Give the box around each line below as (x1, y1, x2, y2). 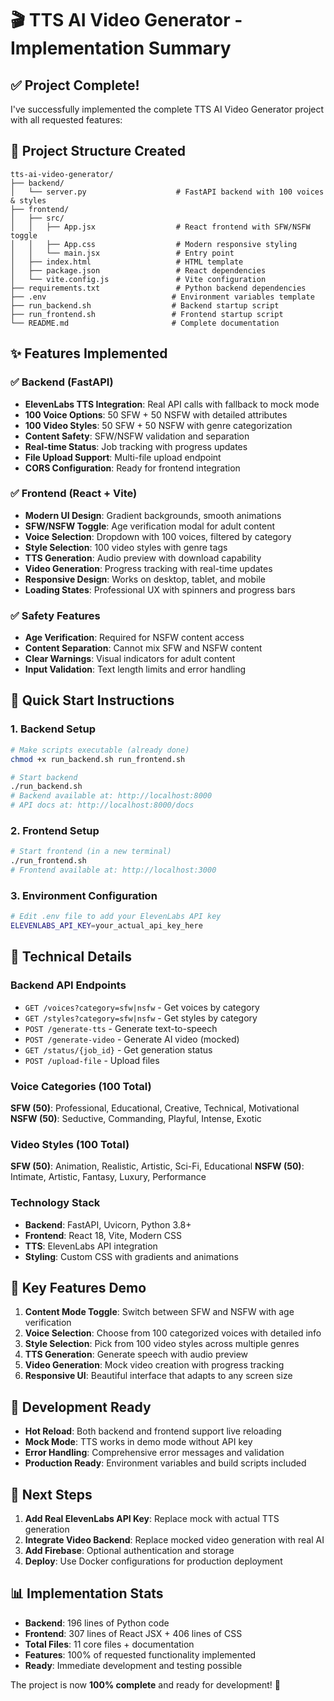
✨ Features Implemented (10, 345, 168, 362)
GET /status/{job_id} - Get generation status (24, 1043, 213, 1056)
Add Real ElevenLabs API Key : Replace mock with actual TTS (24, 1513, 280, 1525)
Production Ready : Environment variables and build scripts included (24, 1457, 307, 1469)
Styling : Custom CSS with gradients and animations (24, 1250, 239, 1262)
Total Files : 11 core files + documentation (24, 1638, 195, 1650)
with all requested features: (10, 114, 123, 126)
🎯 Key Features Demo (10, 1279, 147, 1296)
